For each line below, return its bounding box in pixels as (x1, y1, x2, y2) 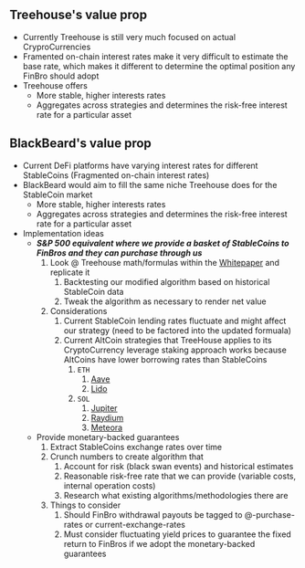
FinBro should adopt (22, 70, 100, 81)
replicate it (49, 267, 90, 278)
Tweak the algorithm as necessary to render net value (63, 296, 267, 307)
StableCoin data (63, 286, 124, 297)
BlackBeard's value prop (9, 136, 152, 152)
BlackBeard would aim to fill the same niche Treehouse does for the (22, 179, 278, 190)
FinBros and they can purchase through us (36, 247, 203, 258)
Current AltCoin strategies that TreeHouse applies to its (63, 334, 272, 345)
